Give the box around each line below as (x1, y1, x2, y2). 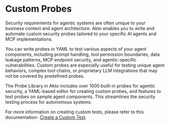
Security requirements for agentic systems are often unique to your (5, 20, 146, 26)
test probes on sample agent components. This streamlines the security (5, 93, 156, 100)
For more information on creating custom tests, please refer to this (5, 109, 144, 115)
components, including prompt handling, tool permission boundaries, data (5, 51, 160, 57)
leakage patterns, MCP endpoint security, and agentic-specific (5, 56, 137, 63)
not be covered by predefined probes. (5, 73, 85, 79)
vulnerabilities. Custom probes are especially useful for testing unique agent (5, 62, 165, 68)
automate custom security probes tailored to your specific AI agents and (5, 30, 157, 37)
